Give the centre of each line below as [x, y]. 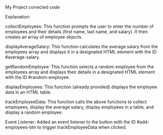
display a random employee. [34, 112]
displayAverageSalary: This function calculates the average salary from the [81, 46]
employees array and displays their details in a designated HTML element [80, 72]
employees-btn [21, 127]
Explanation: [18, 17]
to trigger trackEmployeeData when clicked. [82, 127]
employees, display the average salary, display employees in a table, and [80, 107]
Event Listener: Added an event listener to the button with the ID [71, 122]
